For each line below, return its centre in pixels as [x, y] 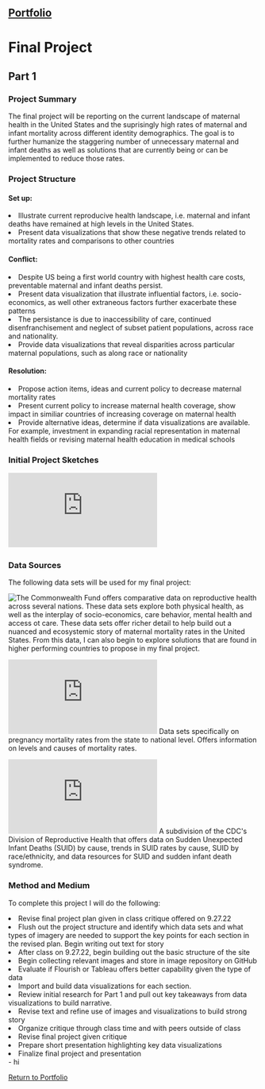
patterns [22, 311]
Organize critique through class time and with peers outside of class [130, 1028]
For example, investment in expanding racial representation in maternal [124, 431]
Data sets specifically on [199, 732]
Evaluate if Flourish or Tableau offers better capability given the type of [135, 969]
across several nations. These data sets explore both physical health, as [126, 606]
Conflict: [23, 259]
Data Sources [35, 566]
